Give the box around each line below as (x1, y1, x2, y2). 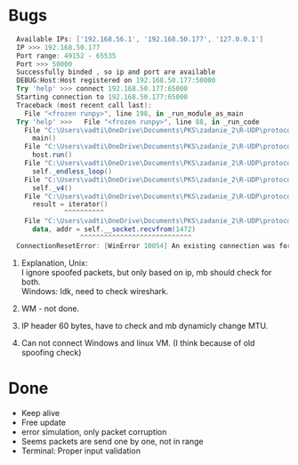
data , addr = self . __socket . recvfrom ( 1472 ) (31, 225, 197, 234)
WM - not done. (20, 303, 80, 314)
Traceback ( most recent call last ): (16, 100, 152, 109)
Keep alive (20, 407, 60, 418)
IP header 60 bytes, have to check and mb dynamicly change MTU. (20, 320, 269, 331)
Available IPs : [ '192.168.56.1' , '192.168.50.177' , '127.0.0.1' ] (16, 35, 264, 44)
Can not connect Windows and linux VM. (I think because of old (20, 337, 255, 348)
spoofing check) (20, 347, 82, 357)
